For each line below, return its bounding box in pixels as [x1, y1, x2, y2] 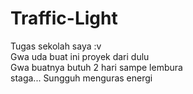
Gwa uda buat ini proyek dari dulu [10, 50, 150, 62]
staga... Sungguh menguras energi [10, 72, 153, 84]
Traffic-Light [10, 7, 118, 30]
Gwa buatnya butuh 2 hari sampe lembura [10, 61, 183, 73]
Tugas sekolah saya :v [10, 40, 102, 52]
